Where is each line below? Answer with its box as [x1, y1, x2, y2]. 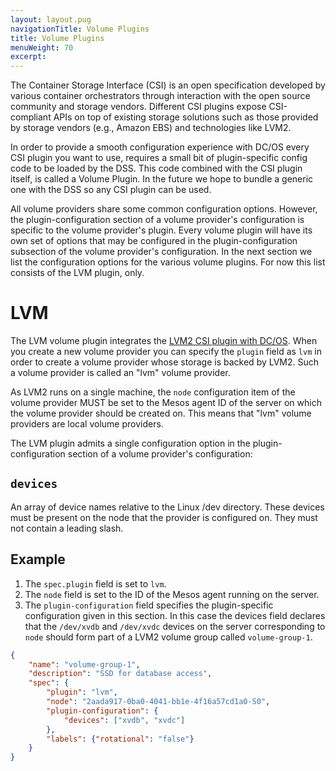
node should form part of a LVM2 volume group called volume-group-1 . [24, 631, 313, 643]
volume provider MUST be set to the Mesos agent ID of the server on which [10, 397, 322, 409]
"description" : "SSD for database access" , [28, 669, 213, 679]
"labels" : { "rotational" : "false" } [46, 734, 195, 744]
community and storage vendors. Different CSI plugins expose [10, 101, 267, 113]
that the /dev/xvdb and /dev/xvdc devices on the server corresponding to [24, 620, 326, 632]
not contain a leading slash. [10, 522, 124, 534]
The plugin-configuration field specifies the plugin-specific [24, 599, 274, 611]
